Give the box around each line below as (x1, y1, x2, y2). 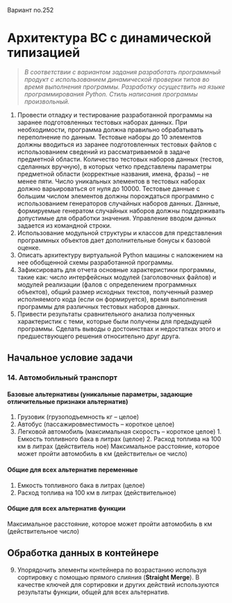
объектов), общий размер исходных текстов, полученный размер (17, 287, 214, 296)
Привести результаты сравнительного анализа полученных (17, 309, 195, 318)
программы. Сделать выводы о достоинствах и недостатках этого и (17, 324, 221, 332)
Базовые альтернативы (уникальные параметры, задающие (7, 390, 193, 398)
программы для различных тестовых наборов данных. (17, 302, 181, 311)
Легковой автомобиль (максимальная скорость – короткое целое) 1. (17, 427, 222, 436)
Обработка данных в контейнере (7, 547, 159, 559)
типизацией (7, 45, 81, 61)
